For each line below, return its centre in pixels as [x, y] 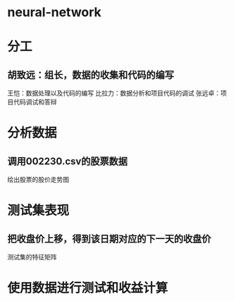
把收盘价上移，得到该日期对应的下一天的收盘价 [109, 239]
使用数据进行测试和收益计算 [88, 288]
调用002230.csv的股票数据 [68, 161]
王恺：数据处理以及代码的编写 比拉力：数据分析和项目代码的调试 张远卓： [114, 93]
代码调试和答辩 [35, 102]
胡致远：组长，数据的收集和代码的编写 [91, 75]
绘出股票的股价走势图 [38, 180]
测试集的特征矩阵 [32, 257]
